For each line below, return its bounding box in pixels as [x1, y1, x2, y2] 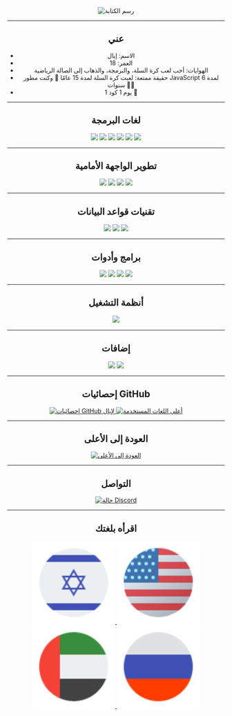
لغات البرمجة [91, 115, 141, 126]
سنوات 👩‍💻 [107, 81, 135, 89]
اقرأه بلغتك [95, 522, 137, 534]
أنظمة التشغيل [88, 297, 144, 309]
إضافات [101, 343, 131, 355]
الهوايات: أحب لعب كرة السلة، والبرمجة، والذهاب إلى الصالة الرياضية [34, 66, 209, 74]
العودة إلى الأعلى [84, 432, 148, 444]
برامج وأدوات [90, 251, 142, 263]
